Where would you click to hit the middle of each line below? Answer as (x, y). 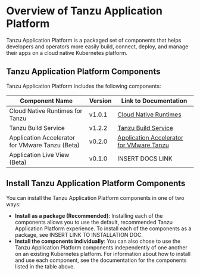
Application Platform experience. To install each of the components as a (103, 228)
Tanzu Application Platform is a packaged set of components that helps (94, 40)
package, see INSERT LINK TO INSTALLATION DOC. (79, 234)
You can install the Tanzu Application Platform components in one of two (95, 197)
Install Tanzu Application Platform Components (96, 183)
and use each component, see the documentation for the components (101, 260)
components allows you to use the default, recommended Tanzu (94, 222)
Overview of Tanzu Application (84, 11)
